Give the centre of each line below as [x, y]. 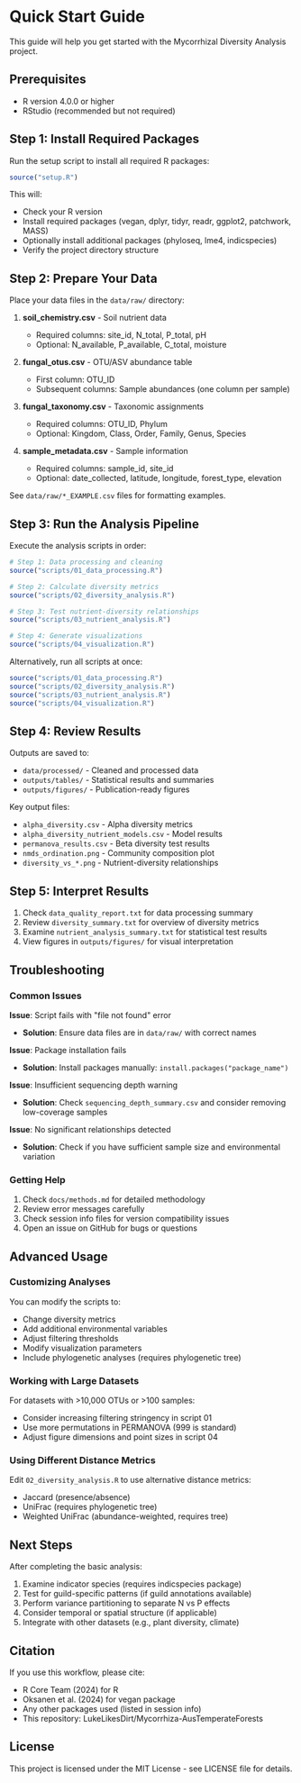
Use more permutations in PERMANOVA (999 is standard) [129, 1428]
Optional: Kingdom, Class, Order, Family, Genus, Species [141, 433]
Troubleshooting [57, 970]
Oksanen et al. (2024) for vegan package [99, 1699]
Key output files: [40, 807]
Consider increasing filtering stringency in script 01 [117, 1418]
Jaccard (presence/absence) [76, 1497]
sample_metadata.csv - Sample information [105, 451]
